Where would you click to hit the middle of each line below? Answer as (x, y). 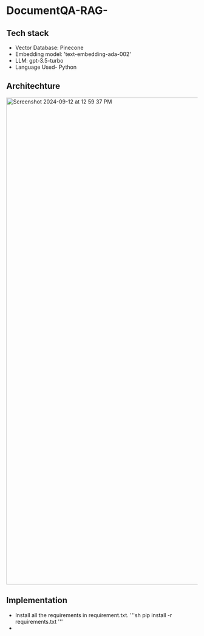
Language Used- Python (46, 67)
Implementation (37, 600)
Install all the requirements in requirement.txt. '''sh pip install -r (93, 615)
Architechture (33, 86)
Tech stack (28, 33)
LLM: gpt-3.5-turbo (39, 61)
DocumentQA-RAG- (57, 11)
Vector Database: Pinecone (49, 47)
